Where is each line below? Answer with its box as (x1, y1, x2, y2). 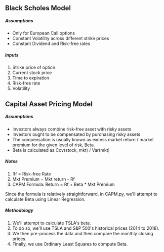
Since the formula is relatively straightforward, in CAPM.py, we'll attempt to (5, 191, 158, 197)
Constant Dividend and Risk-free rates (12, 41, 90, 46)
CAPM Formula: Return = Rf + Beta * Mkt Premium (12, 181, 115, 187)
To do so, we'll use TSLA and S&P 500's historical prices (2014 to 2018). (12, 225, 160, 231)
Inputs (5, 52, 19, 58)
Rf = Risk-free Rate (12, 170, 51, 177)
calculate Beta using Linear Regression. (5, 196, 85, 202)
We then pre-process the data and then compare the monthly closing (12, 230, 153, 236)
